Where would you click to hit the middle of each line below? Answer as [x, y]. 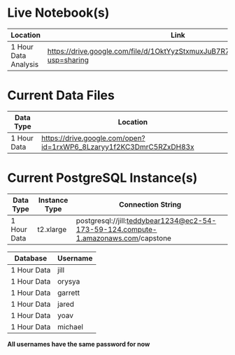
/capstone [155, 238]
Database [31, 258]
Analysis [25, 64]
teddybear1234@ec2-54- [171, 220]
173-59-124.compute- [116, 229]
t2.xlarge [52, 229]
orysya [69, 281]
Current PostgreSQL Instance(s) [102, 178]
